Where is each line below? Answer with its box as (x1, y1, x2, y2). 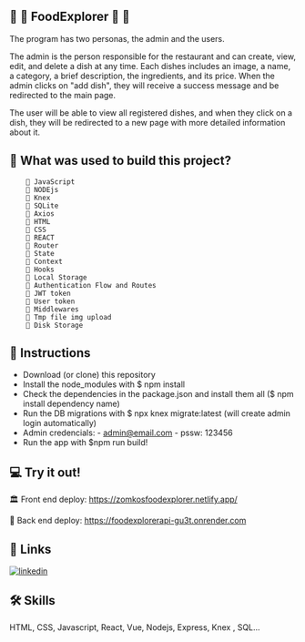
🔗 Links (9, 541, 52, 556)
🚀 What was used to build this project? (9, 153, 232, 168)
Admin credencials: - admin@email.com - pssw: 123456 (22, 427, 234, 438)
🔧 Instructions (9, 345, 91, 361)
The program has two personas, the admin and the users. (9, 33, 225, 44)
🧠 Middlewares (25, 304, 79, 314)
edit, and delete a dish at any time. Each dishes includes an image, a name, (9, 60, 291, 71)
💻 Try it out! (9, 464, 81, 480)
